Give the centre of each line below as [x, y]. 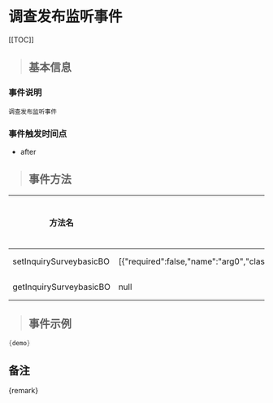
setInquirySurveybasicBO [61, 261]
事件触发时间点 [38, 134]
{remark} [24, 391]
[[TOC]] [21, 39]
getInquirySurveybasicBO [62, 287]
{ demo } [19, 343]
